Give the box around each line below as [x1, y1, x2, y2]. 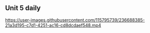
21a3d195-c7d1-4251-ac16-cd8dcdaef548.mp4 [5, 22, 101, 28]
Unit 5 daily [5, 4, 41, 12]
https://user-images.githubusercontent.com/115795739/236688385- [5, 17, 145, 23]
